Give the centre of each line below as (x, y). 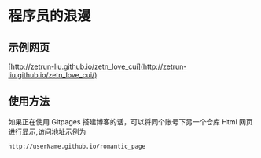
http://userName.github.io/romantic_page (77, 146)
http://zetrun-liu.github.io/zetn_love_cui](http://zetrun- (99, 66)
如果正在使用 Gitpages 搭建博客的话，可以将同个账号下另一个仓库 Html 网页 (130, 121)
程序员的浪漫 (50, 16)
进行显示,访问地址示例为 (47, 131)
